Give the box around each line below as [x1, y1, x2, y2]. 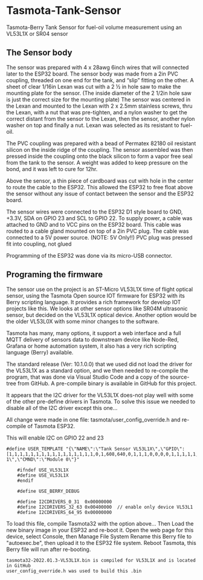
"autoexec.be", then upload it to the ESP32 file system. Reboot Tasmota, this [6, 539, 196, 546]
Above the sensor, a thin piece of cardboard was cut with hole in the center [6, 177, 194, 184]
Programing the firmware [6, 270, 103, 280]
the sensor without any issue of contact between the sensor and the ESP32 [6, 190, 195, 197]
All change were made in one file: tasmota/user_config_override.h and [6, 415, 181, 423]
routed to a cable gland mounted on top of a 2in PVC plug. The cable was [6, 227, 189, 235]
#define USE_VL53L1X [17, 472, 69, 478]
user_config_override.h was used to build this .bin [6, 568, 142, 574]
